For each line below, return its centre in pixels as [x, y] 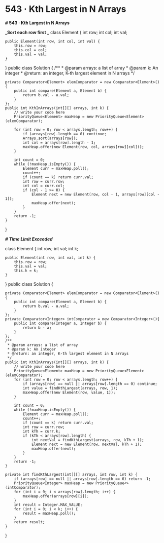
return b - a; [37, 328]
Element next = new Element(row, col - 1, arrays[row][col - [96, 194]
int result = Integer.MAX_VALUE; [48, 504]
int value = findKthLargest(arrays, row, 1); [70, 388]
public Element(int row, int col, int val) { [52, 41]
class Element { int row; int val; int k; [42, 248]
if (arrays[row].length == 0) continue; [65, 134]
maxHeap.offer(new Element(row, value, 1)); [69, 392]
